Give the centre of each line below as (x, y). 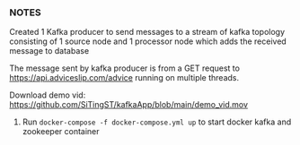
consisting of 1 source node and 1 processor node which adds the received (148, 41)
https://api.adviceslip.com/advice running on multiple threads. (124, 78)
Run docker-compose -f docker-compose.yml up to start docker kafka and (157, 122)
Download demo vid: (48, 95)
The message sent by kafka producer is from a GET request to (125, 68)
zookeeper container (61, 132)
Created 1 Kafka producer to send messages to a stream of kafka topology (147, 32)
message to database (49, 51)
